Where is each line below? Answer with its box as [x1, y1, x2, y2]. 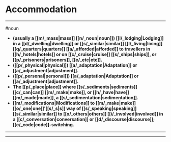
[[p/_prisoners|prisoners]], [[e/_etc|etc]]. [12, 56, 103, 63]
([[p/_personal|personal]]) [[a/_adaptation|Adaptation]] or [12, 73, 139, 79]
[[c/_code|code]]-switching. [12, 121, 75, 128]
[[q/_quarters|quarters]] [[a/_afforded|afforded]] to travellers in [12, 46, 151, 52]
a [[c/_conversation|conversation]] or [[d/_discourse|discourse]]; [12, 116, 155, 122]
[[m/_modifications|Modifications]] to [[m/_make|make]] [12, 100, 136, 106]
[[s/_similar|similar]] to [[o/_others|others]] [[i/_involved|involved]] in [12, 110, 164, 117]
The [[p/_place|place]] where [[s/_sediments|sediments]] [12, 83, 137, 90]
